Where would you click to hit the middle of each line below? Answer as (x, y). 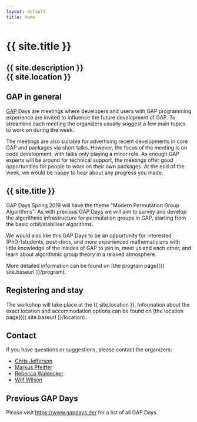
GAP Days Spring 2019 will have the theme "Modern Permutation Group (93, 205)
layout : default (26, 11)
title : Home (21, 17)
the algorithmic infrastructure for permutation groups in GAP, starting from (96, 218)
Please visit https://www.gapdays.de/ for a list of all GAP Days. (82, 413)
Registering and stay (45, 290)
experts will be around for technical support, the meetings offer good (90, 160)
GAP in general (34, 97)
